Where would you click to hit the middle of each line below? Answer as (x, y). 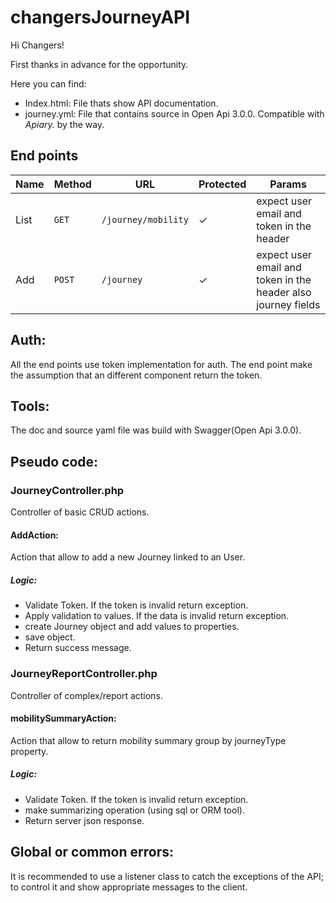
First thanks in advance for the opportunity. (99, 64)
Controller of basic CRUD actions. (80, 512)
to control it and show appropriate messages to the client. (129, 887)
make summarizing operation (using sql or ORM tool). (134, 810)
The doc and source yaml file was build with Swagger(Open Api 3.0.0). (156, 430)
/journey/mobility (145, 219)
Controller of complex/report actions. (86, 695)
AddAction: (35, 535)
